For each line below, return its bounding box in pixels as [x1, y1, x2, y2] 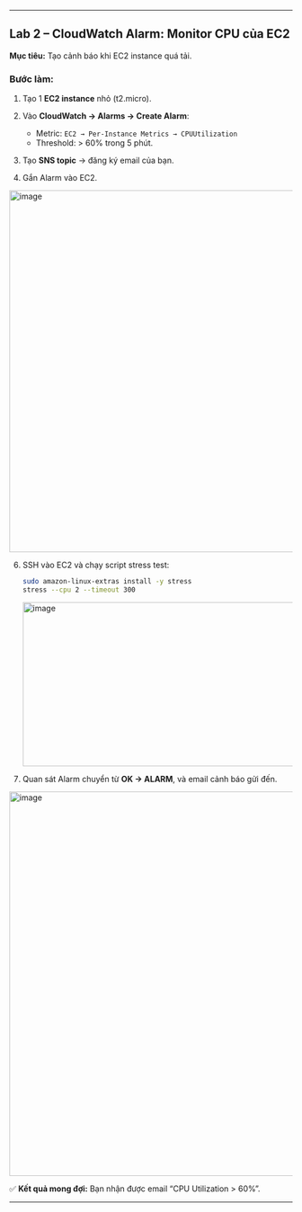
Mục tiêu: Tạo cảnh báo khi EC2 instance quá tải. [9, 50, 192, 61]
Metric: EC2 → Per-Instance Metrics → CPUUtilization [35, 128, 238, 139]
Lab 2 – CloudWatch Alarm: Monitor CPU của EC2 [9, 26, 290, 41]
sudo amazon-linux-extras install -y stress [22, 577, 192, 586]
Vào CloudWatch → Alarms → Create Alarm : [22, 111, 190, 121]
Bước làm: [9, 73, 54, 85]
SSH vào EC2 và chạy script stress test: [22, 559, 170, 571]
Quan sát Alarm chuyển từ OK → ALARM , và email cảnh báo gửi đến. [22, 773, 278, 784]
